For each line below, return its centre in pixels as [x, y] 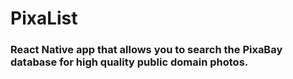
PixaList [44, 18]
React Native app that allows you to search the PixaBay [146, 50]
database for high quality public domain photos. [129, 62]
